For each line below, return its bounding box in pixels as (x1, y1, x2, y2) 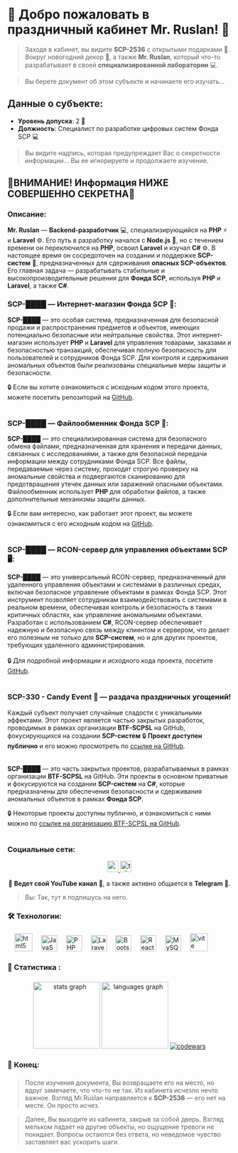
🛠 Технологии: (7, 911, 62, 921)
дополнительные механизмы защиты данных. (7, 495, 147, 504)
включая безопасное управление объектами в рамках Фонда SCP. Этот (7, 588, 227, 596)
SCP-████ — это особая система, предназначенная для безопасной (7, 315, 219, 324)
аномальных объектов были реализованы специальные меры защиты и (7, 361, 226, 369)
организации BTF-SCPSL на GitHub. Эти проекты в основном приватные (7, 772, 229, 780)
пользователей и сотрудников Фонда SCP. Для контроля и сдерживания (7, 353, 229, 362)
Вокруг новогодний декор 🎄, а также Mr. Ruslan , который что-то (24, 53, 221, 61)
